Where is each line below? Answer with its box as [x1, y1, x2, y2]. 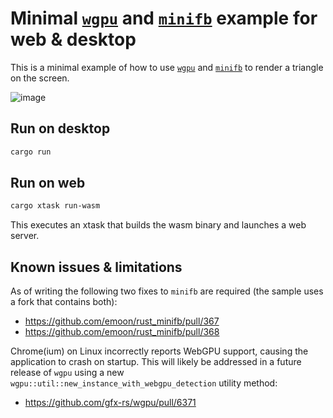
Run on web [10, 175, 86, 192]
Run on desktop [10, 120, 111, 137]
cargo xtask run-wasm [10, 201, 101, 211]
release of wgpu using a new [10, 367, 125, 379]
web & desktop [10, 28, 137, 51]
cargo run [10, 147, 52, 157]
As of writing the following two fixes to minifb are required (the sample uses [10, 285, 324, 297]
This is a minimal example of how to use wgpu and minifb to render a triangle [10, 61, 324, 73]
